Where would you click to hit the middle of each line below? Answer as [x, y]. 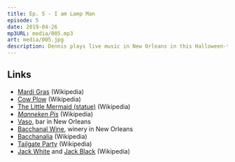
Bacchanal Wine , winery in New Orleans [75, 129]
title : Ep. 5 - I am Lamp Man [51, 14]
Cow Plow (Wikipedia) [49, 99]
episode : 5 [23, 20]
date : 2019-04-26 [33, 27]
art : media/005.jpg [36, 40]
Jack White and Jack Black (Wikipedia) [74, 151]
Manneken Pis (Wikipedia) [55, 114]
